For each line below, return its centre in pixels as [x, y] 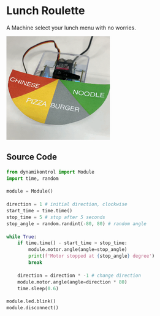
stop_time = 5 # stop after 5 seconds [56, 217]
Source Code [32, 157]
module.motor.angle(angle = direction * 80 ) [72, 282]
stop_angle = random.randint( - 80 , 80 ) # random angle [77, 224]
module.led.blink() [31, 301]
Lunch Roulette [46, 11]
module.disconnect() [33, 308]
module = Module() [30, 191]
